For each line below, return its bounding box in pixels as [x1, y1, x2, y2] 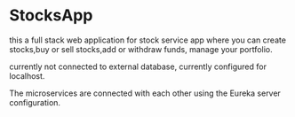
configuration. [9, 97, 60, 107]
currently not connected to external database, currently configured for [9, 61, 267, 72]
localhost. [9, 70, 45, 81]
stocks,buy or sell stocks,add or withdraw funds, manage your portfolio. [9, 43, 273, 54]
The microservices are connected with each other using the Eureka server [9, 88, 282, 98]
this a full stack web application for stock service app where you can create [9, 35, 287, 45]
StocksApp [9, 5, 93, 26]
